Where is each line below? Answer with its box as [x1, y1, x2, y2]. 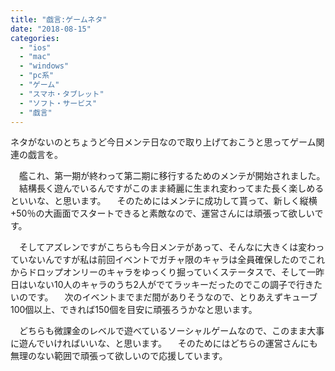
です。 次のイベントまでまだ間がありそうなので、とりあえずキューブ [27, 291, 318, 303]
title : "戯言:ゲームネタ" [10, 14, 108, 25]
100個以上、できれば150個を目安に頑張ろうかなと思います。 [10, 304, 258, 316]
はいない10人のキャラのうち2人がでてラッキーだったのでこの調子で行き [18, 279, 315, 291]
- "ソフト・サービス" [19, 98, 98, 108]
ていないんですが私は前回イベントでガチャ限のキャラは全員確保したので [10, 254, 308, 266]
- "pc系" [19, 71, 55, 81]
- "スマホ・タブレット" [19, 89, 105, 99]
